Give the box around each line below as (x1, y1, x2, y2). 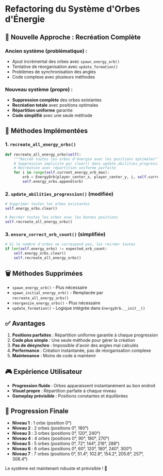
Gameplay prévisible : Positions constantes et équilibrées (12, 393, 128, 399)
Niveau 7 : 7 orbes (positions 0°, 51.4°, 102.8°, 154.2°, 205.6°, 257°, (12, 451, 144, 457)
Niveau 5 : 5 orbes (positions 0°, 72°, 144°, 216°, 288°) (12, 440, 120, 446)
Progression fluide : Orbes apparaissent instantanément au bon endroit (12, 383, 156, 389)
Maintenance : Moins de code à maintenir (12, 353, 96, 359)
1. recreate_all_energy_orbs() (5, 141, 76, 148)
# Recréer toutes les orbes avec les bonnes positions (5, 215, 118, 220)
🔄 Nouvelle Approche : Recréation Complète (5, 33, 141, 41)
